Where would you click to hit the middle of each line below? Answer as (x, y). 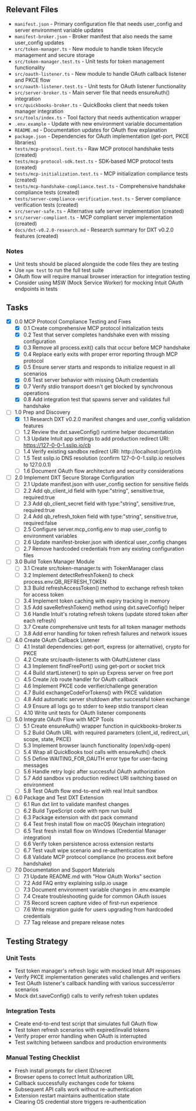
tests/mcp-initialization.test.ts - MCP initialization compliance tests (101, 173)
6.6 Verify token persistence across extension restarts (88, 844)
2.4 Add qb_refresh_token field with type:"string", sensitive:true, (101, 517)
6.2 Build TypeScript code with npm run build (78, 811)
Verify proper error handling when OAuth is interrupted (81, 1036)
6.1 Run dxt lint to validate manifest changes (76, 804)
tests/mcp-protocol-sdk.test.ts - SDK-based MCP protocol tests (94, 161)
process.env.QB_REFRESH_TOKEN (65, 581)
